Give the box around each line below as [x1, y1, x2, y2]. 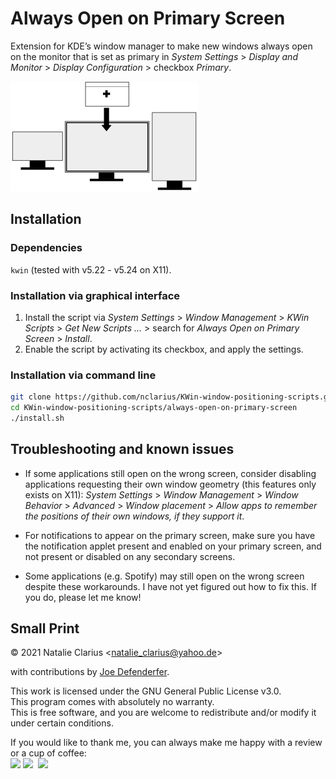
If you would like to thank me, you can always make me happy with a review [10, 737, 323, 749]
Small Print [10, 620, 80, 637]
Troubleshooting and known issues [10, 441, 235, 458]
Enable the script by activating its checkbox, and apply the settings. [24, 343, 304, 355]
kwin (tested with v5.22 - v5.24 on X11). [10, 263, 172, 276]
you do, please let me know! [24, 591, 142, 603]
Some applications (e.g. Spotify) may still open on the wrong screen [24, 570, 305, 582]
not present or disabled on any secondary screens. [24, 550, 236, 562]
